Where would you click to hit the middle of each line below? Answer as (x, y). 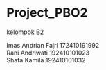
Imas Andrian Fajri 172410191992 (53, 45)
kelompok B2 (25, 32)
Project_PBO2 (47, 13)
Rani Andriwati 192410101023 (48, 53)
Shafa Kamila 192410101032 (46, 60)
